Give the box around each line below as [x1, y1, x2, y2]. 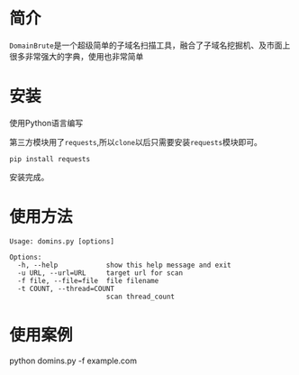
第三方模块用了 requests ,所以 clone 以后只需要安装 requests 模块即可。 [9, 136, 263, 147]
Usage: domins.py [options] [9, 236, 115, 246]
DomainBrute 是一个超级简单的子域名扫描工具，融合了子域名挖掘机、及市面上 [9, 40, 291, 50]
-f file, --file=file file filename [17, 276, 159, 285]
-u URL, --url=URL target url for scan [17, 268, 183, 278]
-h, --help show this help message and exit [17, 261, 231, 270]
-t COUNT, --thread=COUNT [17, 284, 115, 293]
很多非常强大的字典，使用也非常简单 [9, 50, 144, 61]
